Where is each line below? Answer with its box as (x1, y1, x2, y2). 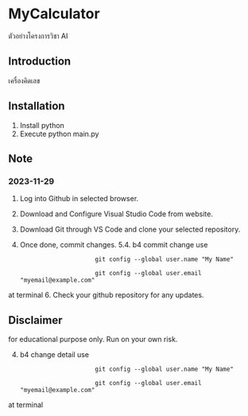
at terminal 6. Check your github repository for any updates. (8, 290, 204, 300)
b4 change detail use (19, 350, 90, 360)
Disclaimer (8, 313, 63, 327)
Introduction (8, 55, 72, 68)
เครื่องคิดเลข (8, 76, 41, 85)
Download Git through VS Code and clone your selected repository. (19, 224, 241, 235)
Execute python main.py (19, 129, 99, 138)
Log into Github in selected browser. (19, 194, 139, 204)
